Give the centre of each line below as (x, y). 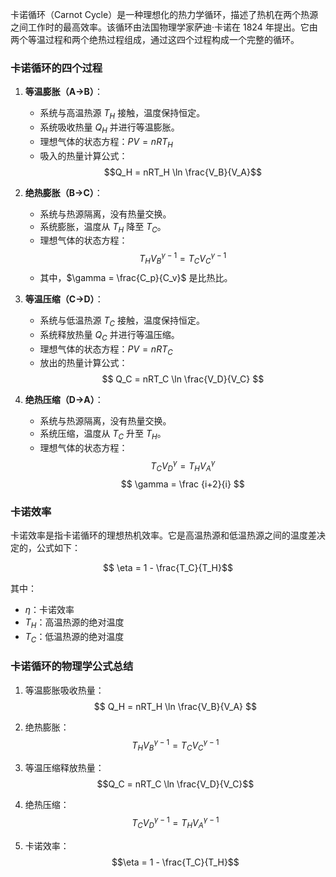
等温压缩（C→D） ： (64, 299)
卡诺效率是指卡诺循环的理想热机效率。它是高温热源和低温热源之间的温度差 (163, 535)
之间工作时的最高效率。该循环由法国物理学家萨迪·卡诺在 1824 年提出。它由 (164, 27)
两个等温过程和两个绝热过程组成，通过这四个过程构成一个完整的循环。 (155, 39)
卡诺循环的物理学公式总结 (72, 666)
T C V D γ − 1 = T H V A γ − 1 (175, 823)
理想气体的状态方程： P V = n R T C (106, 350)
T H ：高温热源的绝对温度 (74, 623)
